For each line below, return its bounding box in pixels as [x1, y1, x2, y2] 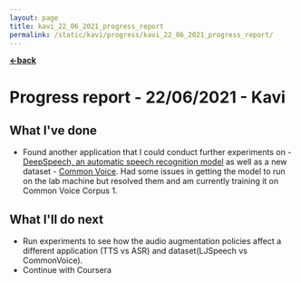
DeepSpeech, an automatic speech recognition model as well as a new [22, 156, 287, 168]
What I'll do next [9, 211, 104, 227]
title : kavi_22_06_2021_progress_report [9, 22, 165, 31]
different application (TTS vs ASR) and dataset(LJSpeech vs [22, 246, 248, 257]
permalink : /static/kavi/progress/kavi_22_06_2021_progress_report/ [9, 30, 274, 39]
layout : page [9, 13, 59, 23]
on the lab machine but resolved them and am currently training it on [22, 176, 279, 187]
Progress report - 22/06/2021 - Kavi [9, 87, 286, 107]
